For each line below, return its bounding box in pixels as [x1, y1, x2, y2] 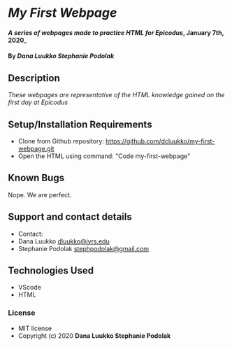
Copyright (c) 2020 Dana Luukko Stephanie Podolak [17, 331, 171, 340]
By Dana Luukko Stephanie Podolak [8, 52, 115, 60]
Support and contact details [8, 211, 132, 223]
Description [8, 72, 60, 84]
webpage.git [17, 145, 55, 153]
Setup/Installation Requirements [8, 118, 152, 130]
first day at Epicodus [8, 98, 68, 106]
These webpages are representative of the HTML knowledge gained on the [8, 91, 226, 99]
